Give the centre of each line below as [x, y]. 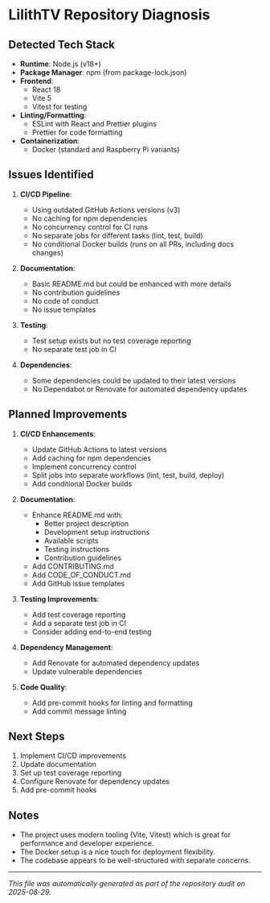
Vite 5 [42, 98]
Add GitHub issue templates [78, 583]
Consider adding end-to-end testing [92, 632]
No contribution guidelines [76, 292]
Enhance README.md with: [77, 515]
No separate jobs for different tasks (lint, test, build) [117, 235]
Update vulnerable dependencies [87, 671]
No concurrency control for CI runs [90, 226]
